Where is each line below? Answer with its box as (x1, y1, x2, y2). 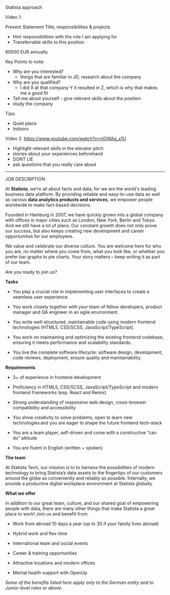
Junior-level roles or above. (5, 585, 63, 591)
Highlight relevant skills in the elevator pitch (12, 145, 104, 151)
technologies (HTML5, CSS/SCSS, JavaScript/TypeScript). (12, 324, 135, 330)
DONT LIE (12, 156, 34, 162)
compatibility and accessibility (12, 405, 76, 410)
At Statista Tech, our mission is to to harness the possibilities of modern (5, 464, 155, 470)
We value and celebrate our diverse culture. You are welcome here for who (5, 243, 162, 249)
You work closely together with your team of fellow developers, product (12, 304, 162, 310)
